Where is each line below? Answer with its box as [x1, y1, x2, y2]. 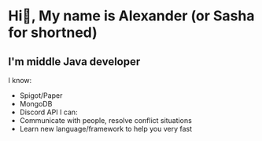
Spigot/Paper [19, 91, 63, 100]
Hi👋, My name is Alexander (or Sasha [8, 7, 255, 25]
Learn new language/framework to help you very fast [19, 125, 193, 133]
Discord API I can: [19, 107, 78, 117]
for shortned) [8, 23, 98, 42]
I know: [8, 76, 32, 85]
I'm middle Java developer [8, 55, 141, 68]
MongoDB [19, 99, 53, 108]
